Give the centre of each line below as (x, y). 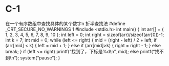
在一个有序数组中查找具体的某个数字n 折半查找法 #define (65, 23)
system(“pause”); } (40, 58)
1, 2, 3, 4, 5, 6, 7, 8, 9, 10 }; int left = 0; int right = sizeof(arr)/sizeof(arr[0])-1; (85, 35)
